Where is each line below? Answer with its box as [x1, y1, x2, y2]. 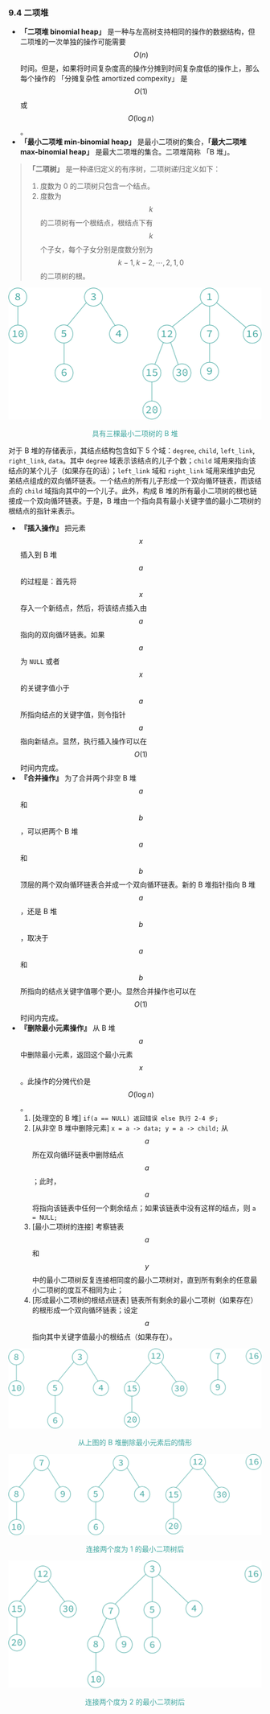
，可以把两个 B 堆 [19, 826, 79, 836]
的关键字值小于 [19, 683, 70, 693]
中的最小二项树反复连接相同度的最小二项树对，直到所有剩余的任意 [31, 1275, 251, 1285]
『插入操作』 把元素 [19, 523, 86, 533]
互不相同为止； [74, 1285, 125, 1295]
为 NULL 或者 [19, 657, 60, 666]
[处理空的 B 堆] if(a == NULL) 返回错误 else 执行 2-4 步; [31, 1113, 219, 1123]
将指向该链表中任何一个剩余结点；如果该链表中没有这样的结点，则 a [31, 1203, 256, 1213]
